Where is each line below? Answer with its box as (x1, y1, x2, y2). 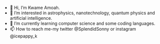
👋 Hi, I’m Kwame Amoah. (9, 5, 60, 10)
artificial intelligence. (9, 15, 52, 21)
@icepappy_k (9, 33, 38, 39)
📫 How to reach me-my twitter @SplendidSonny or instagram (9, 26, 136, 32)
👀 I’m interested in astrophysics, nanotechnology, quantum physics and (9, 10, 156, 16)
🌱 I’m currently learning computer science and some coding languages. (9, 20, 156, 26)
